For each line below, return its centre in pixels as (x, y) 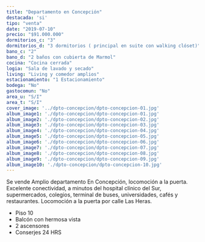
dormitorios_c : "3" (31, 40)
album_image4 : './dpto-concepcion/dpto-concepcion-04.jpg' (83, 131)
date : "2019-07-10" (31, 29)
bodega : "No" (23, 86)
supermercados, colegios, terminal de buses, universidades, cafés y (92, 195)
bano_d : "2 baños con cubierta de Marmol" (61, 57)
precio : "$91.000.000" (35, 35)
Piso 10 (24, 213)
